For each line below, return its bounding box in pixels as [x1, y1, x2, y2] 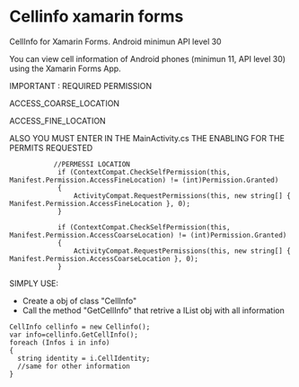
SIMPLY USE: [9, 277, 59, 289]
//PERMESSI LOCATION [53, 159, 130, 168]
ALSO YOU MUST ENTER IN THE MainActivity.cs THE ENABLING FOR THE [9, 132, 286, 143]
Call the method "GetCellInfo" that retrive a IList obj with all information [22, 304, 285, 316]
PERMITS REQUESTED [9, 142, 93, 153]
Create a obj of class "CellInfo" [22, 295, 137, 306]
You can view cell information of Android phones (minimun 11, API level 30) [9, 53, 286, 64]
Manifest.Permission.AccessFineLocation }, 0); [9, 199, 191, 208]
